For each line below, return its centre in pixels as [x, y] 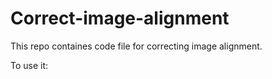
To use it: [29, 65]
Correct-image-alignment [120, 18]
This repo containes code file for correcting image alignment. [136, 46]
